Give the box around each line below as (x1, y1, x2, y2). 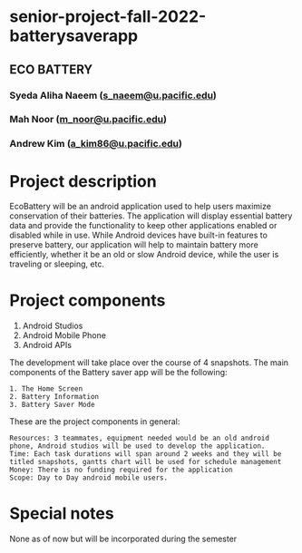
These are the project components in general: (9, 416, 180, 427)
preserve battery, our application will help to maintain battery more (9, 239, 258, 250)
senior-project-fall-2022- (9, 6, 207, 27)
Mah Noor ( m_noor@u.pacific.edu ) (9, 113, 168, 126)
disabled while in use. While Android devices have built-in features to (9, 229, 268, 241)
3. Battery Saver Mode (9, 401, 95, 410)
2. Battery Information (9, 393, 100, 402)
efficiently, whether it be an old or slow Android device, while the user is (9, 249, 279, 260)
